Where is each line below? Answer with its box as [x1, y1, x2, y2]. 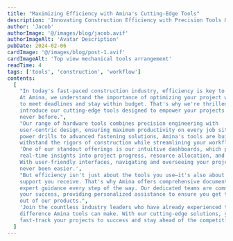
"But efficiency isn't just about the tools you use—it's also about [19, 172, 225, 178]
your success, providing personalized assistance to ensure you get [19, 191, 222, 198]
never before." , [19, 113, 67, 120]
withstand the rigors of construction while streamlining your [19, 140, 207, 147]
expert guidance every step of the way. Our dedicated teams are [19, 185, 213, 192]
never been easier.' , [19, 165, 82, 172]
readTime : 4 [7, 62, 42, 69]
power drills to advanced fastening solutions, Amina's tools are [19, 133, 216, 140]
